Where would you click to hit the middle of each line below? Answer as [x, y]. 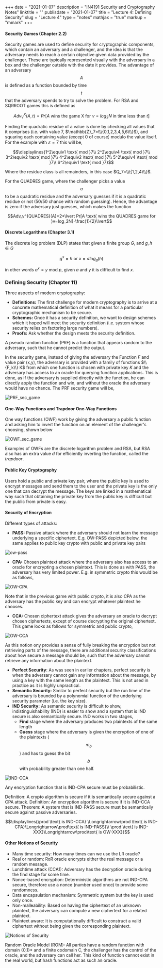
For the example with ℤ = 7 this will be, [44, 142]
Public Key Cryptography [31, 470]
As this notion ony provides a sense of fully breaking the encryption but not [81, 645]
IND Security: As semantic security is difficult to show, [67, 706]
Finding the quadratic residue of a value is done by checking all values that [80, 126]
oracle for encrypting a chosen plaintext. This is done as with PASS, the [83, 567]
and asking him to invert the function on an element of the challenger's [76, 425]
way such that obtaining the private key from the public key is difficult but [78, 496]
